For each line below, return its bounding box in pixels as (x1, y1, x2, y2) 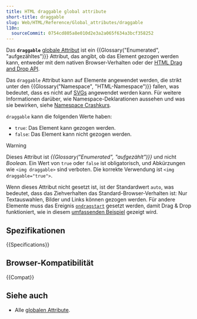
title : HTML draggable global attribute (6, 8, 107, 15)
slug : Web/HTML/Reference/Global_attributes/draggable (6, 19, 143, 25)
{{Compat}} (6, 274, 34, 281)
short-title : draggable (6, 14, 65, 20)
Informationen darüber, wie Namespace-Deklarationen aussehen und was (6, 95, 185, 103)
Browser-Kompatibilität (6, 258, 94, 268)
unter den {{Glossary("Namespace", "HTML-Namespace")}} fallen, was (6, 83, 179, 90)
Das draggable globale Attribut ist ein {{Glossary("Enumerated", (6, 46, 160, 53)
